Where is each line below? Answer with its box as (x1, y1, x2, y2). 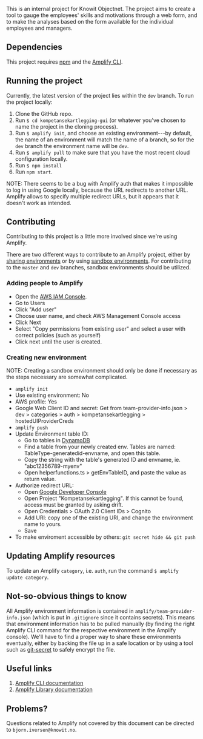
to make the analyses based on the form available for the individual (6, 18, 174, 25)
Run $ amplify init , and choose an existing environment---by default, (15, 129, 192, 137)
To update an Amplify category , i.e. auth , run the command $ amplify (6, 567, 179, 574)
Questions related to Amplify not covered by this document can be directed (6, 720, 195, 727)
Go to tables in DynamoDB (24, 437, 90, 444)
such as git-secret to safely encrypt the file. (6, 646, 116, 653)
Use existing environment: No (15, 391, 90, 399)
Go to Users (15, 299, 45, 306)
